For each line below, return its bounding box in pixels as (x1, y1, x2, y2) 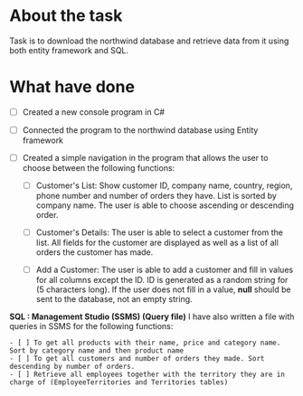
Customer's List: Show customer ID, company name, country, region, (35, 180, 293, 191)
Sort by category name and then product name (9, 346, 184, 355)
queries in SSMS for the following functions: (9, 321, 174, 332)
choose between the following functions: (22, 163, 175, 174)
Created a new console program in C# (22, 106, 166, 118)
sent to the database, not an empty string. (35, 294, 193, 305)
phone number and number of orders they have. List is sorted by (35, 191, 278, 202)
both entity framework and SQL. (9, 44, 129, 55)
